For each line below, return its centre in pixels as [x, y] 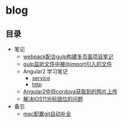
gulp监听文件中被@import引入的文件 [67, 64]
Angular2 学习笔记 [45, 71]
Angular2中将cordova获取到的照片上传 [70, 92]
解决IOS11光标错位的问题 [53, 99]
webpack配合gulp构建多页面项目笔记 [68, 56]
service [41, 78]
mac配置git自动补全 [47, 114]
